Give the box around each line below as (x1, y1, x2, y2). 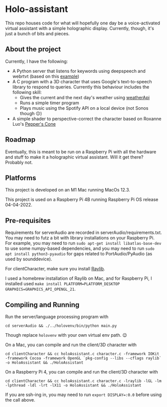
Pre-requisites (5, 216, 51, 225)
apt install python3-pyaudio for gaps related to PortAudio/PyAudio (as (5, 251, 153, 257)
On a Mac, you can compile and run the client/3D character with (5, 342, 137, 348)
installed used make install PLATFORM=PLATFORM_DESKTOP (5, 281, 120, 287)
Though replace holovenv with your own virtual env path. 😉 (5, 332, 127, 338)
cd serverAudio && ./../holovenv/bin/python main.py (5, 323, 117, 328)
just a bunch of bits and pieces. (5, 30, 70, 36)
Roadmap (5, 136, 36, 144)
